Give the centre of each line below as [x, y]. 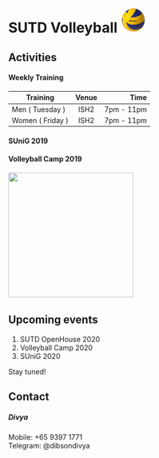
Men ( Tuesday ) [39, 109]
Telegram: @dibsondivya [49, 446]
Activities [33, 57]
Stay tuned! [27, 372]
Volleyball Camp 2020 [56, 348]
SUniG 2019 [28, 141]
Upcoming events [53, 320]
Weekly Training [36, 78]
